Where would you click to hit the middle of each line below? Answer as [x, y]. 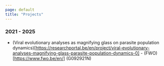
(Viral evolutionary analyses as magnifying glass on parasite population [86, 42]
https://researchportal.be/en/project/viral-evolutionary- [93, 48]
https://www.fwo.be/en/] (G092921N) [53, 58]
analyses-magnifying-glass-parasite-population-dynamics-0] [76, 53]
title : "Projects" [24, 14]
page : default [20, 10]
